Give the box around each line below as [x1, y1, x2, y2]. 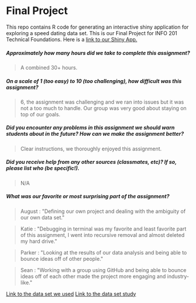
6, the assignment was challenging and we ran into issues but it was [20, 98, 184, 105]
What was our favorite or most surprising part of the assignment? [6, 193, 170, 200]
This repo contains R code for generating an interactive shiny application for [6, 23, 189, 30]
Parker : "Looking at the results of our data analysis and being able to [20, 249, 187, 256]
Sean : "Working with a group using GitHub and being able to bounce [20, 266, 187, 273]
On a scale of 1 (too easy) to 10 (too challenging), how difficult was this [6, 77, 182, 84]
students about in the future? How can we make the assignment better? [6, 130, 184, 137]
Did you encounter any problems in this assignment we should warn [6, 124, 175, 131]
